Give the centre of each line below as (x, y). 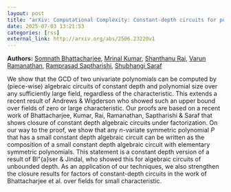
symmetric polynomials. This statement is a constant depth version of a (108, 152)
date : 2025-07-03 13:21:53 (46, 26)
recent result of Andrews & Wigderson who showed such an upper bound (111, 101)
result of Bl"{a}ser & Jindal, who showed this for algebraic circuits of (104, 159)
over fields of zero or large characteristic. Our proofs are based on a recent (114, 108)
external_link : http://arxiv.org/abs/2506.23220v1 (81, 39)
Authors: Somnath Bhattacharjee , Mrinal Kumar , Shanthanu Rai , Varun (107, 58)
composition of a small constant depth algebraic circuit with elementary (109, 145)
